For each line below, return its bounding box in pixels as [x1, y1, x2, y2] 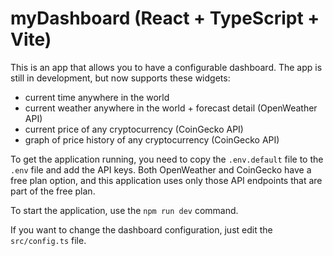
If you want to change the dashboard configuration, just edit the [10, 223, 273, 236]
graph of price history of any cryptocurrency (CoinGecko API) [24, 133, 280, 146]
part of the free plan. [10, 185, 96, 197]
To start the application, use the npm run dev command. [10, 204, 239, 216]
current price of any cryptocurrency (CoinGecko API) [24, 123, 244, 135]
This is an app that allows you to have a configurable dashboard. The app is [10, 61, 323, 73]
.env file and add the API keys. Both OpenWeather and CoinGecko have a [10, 163, 312, 176]
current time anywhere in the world [24, 91, 170, 103]
